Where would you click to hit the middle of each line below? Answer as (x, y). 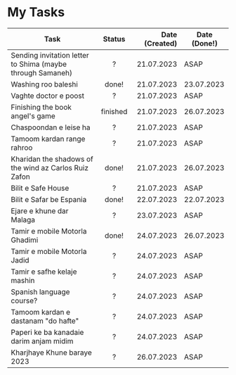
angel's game (33, 115)
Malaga (23, 220)
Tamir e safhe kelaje (44, 272)
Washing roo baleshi (45, 84)
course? (24, 300)
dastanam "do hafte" (45, 321)
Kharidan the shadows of (52, 159)
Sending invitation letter (50, 55)
